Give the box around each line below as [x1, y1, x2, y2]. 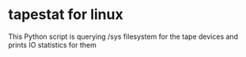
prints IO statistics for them [8, 40, 97, 49]
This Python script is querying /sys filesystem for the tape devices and [8, 32, 239, 41]
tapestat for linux [8, 6, 124, 24]
